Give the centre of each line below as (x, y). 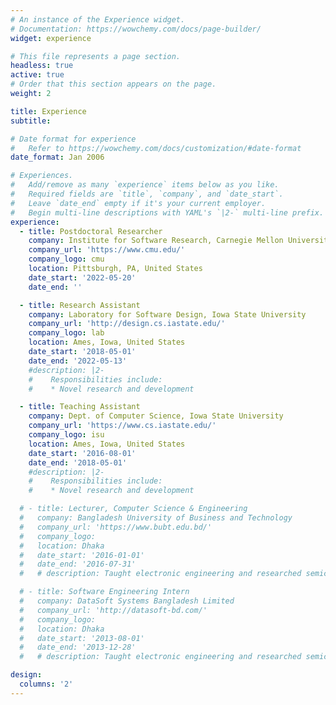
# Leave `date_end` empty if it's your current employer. (138, 203)
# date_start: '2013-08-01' (82, 638)
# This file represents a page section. (96, 56)
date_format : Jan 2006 (57, 157)
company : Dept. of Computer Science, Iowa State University (156, 416)
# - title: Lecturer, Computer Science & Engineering (133, 509)
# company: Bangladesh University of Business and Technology (156, 518)
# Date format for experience (73, 139)
